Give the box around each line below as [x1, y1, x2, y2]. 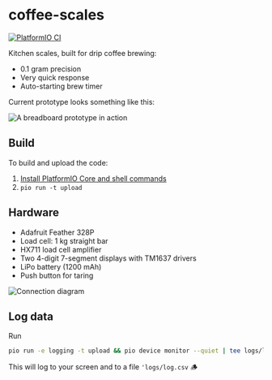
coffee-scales [8, 6, 105, 24]
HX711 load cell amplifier [19, 244, 102, 254]
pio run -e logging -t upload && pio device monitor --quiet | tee [8, 347, 241, 355]
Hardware [8, 205, 59, 220]
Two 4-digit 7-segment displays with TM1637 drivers [19, 253, 197, 263]
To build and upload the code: [8, 158, 108, 167]
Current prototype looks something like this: [8, 97, 155, 106]
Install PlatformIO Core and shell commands [19, 173, 168, 184]
